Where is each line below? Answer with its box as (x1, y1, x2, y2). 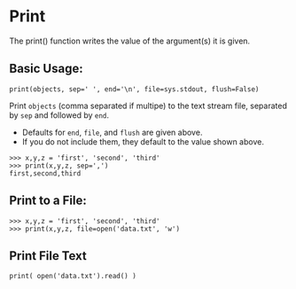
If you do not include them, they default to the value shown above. (21, 136, 264, 147)
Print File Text (9, 248, 87, 263)
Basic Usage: (9, 61, 83, 76)
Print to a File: (9, 193, 87, 208)
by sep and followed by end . (9, 109, 109, 121)
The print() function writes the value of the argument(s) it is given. (9, 35, 251, 46)
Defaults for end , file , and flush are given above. (21, 127, 203, 137)
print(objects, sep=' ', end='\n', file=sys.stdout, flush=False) (9, 84, 260, 94)
